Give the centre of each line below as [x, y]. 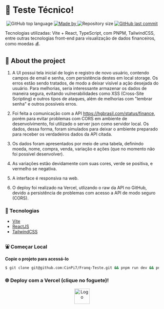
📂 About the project [35, 61]
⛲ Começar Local [26, 246]
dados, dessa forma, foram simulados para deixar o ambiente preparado [85, 129]
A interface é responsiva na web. [45, 178]
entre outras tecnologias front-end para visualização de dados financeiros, [80, 38]
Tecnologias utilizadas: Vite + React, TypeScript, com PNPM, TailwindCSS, [80, 33]
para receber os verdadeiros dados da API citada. [62, 134]
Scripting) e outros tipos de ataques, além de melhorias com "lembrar [82, 99]
